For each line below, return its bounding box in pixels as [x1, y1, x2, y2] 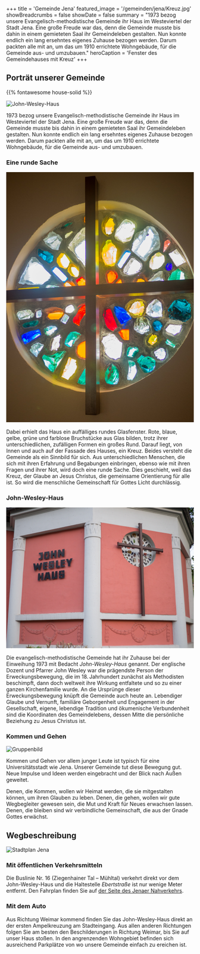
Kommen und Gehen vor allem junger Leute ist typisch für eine [6, 757, 160, 765]
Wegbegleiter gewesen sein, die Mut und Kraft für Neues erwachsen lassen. [6, 800, 193, 808]
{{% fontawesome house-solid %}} [6, 89, 92, 96]
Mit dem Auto [6, 902, 46, 911]
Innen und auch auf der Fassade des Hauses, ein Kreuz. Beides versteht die [6, 447, 192, 454]
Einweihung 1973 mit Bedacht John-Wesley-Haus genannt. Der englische [6, 660, 186, 668]
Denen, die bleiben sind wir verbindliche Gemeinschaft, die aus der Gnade [6, 807, 189, 814]
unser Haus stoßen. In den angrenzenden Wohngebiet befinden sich [6, 934, 174, 941]
